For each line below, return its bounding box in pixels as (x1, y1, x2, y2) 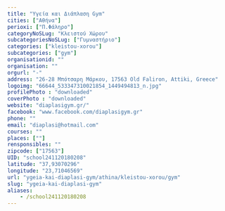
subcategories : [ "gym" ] (7, 50, 77, 57)
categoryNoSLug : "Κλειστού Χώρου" (7, 30, 109, 37)
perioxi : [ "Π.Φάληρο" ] (7, 23, 74, 30)
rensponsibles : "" (7, 141, 61, 148)
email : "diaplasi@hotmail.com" (7, 121, 99, 129)
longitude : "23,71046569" (7, 167, 83, 174)
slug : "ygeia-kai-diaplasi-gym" (7, 180, 102, 187)
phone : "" (7, 115, 37, 122)
